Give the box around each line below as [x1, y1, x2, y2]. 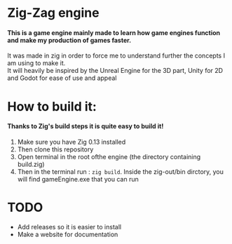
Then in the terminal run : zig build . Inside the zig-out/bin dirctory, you [17, 167, 224, 176]
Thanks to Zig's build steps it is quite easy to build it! [7, 122, 164, 130]
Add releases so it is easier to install [17, 222, 121, 231]
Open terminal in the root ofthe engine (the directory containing [17, 152, 201, 161]
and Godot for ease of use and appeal [7, 74, 117, 82]
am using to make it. [7, 59, 66, 67]
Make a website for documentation [17, 230, 118, 238]
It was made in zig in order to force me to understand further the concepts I [7, 51, 226, 60]
